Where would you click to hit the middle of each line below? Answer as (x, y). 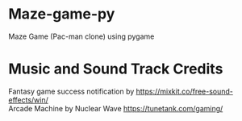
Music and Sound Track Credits (116, 69)
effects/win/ (28, 100)
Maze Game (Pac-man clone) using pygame (81, 36)
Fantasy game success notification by (71, 91)
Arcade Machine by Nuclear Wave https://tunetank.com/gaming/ (116, 108)
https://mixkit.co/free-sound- (185, 91)
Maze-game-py (62, 14)
